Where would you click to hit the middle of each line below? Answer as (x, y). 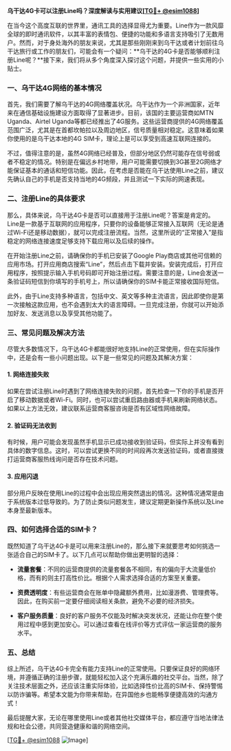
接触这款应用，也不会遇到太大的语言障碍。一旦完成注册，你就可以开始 (118, 304)
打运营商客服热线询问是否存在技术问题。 (64, 459)
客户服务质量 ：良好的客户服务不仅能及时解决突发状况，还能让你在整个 (117, 615)
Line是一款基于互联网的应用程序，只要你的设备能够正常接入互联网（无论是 (112, 224)
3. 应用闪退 (23, 476)
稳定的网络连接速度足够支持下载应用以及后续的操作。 (82, 241)
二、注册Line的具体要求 (46, 199)
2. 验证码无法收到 (32, 425)
